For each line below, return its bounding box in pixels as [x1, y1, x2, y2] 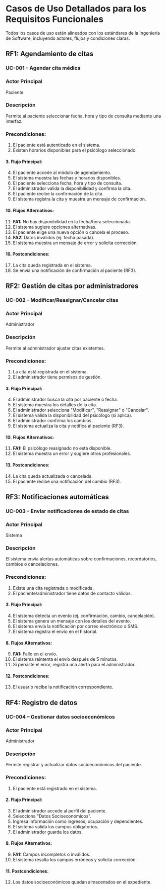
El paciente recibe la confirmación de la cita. [12, 191, 104, 197]
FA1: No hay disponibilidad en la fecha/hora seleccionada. [12, 218, 131, 224]
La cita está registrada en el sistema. [12, 368, 88, 374]
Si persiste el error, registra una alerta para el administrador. [12, 662, 136, 668]
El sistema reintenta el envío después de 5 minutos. [12, 656, 118, 662]
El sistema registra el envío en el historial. [12, 628, 98, 634]
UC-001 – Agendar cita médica [5, 65, 81, 72]
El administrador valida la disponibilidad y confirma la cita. [12, 185, 132, 191]
